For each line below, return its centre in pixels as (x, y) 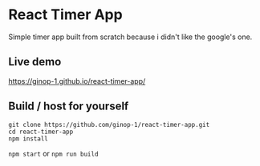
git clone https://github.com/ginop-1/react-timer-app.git (109, 125)
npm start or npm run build (53, 153)
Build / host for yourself (69, 107)
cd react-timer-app (41, 132)
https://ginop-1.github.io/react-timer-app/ (77, 81)
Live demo (35, 62)
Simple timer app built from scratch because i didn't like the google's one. (130, 37)
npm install (28, 138)
